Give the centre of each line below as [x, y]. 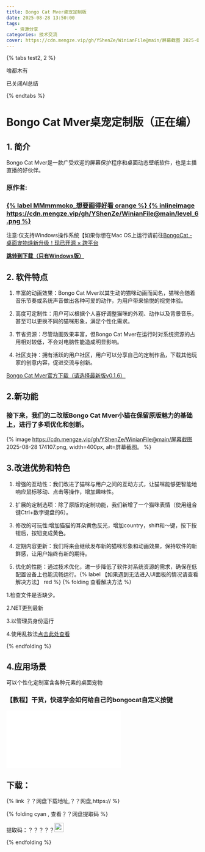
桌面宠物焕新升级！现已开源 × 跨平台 [52, 243]
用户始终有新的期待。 [63, 554]
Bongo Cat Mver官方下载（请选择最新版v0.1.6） [66, 376]
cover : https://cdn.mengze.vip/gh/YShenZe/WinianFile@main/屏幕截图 [93, 40]
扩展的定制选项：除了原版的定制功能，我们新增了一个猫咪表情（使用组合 [106, 505]
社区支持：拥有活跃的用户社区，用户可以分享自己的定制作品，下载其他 [103, 355]
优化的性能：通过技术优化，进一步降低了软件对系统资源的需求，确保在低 [106, 566]
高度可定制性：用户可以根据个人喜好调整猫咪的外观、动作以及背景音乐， [106, 314]
